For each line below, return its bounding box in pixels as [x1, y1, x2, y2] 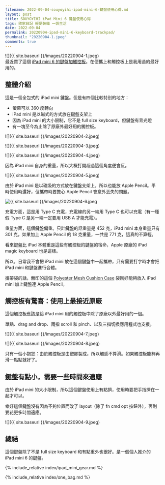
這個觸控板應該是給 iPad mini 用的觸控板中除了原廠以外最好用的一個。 [5, 311, 146, 317]
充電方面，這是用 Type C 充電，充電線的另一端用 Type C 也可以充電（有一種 [5, 209, 160, 214]
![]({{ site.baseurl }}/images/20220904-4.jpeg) [5, 152, 100, 158]
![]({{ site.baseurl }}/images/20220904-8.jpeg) [5, 340, 100, 347]
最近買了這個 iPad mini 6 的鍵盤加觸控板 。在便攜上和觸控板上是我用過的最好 [5, 59, 159, 64]
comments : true [5, 39, 36, 44]
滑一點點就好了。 [5, 357, 40, 363]
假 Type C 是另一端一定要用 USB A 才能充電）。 [5, 214, 100, 220]
